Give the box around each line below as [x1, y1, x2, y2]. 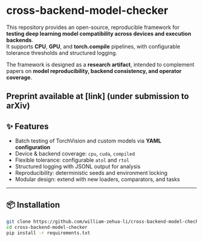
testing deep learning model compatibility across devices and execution [6, 30, 192, 37]
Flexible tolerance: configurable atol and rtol [14, 156, 130, 164]
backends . [6, 36, 33, 43]
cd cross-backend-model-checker [6, 224, 88, 230]
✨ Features [6, 121, 49, 132]
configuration [14, 144, 51, 151]
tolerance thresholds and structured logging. [6, 49, 118, 56]
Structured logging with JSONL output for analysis [14, 163, 141, 170]
